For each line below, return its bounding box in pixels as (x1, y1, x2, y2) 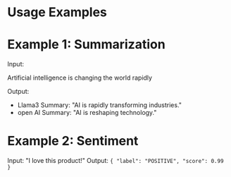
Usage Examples (7, 4, 108, 20)
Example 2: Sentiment (7, 133, 139, 149)
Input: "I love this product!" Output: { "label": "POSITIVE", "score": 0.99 (7, 157, 224, 165)
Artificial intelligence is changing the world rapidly (7, 73, 153, 82)
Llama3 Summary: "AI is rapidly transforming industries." (17, 101, 182, 109)
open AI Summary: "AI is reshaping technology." (17, 109, 157, 117)
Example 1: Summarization (7, 37, 166, 53)
